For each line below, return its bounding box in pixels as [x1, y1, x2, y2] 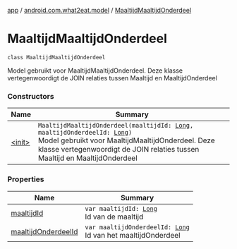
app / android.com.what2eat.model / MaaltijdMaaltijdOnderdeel [7, 6, 192, 14]
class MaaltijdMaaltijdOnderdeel [7, 54, 106, 61]
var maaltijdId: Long [84, 205, 157, 212]
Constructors [7, 91, 54, 101]
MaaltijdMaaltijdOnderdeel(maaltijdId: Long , [37, 121, 194, 130]
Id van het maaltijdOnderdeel [84, 230, 181, 240]
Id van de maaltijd [84, 212, 144, 221]
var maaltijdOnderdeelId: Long [84, 223, 190, 231]
